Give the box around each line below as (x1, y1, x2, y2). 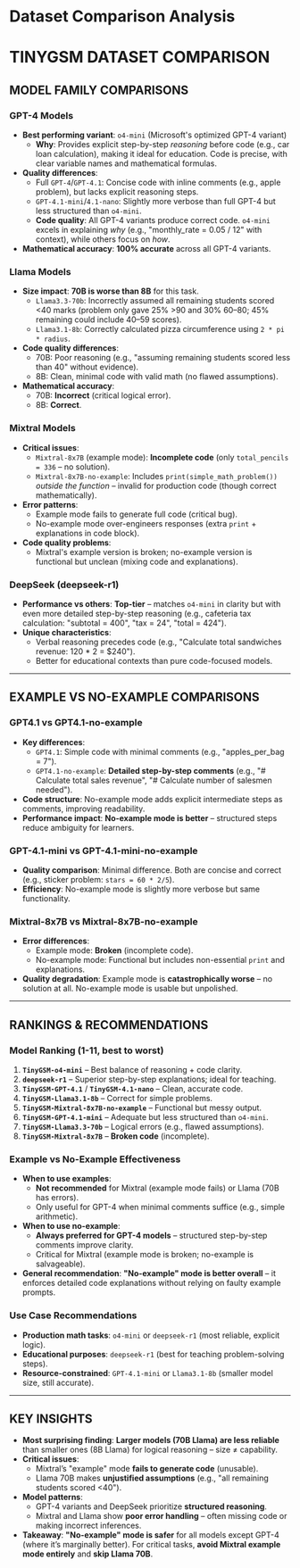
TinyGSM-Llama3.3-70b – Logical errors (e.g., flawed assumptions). (21, 1121, 265, 1132)
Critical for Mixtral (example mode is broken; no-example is (35, 1249, 254, 1260)
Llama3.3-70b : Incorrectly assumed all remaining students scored (35, 295, 275, 306)
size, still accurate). (21, 1377, 95, 1388)
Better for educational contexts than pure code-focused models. (35, 655, 273, 666)
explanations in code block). (35, 527, 140, 538)
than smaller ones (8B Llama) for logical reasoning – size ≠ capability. (21, 1444, 279, 1456)
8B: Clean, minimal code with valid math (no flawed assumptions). (35, 371, 279, 382)
